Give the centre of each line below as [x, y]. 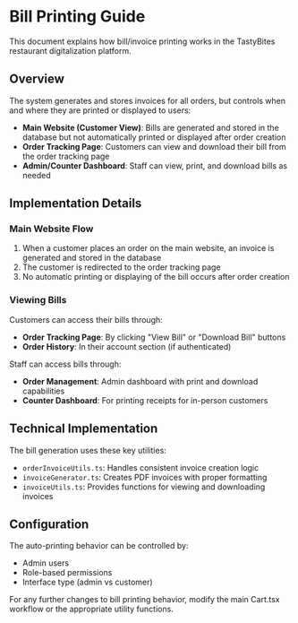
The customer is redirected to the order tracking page [121, 267]
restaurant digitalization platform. [70, 50]
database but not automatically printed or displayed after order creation [154, 137]
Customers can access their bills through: [86, 319]
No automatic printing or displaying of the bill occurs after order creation [156, 277]
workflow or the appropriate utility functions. [92, 609]
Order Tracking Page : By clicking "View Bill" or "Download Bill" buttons [154, 337]
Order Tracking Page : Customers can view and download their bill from [154, 146]
